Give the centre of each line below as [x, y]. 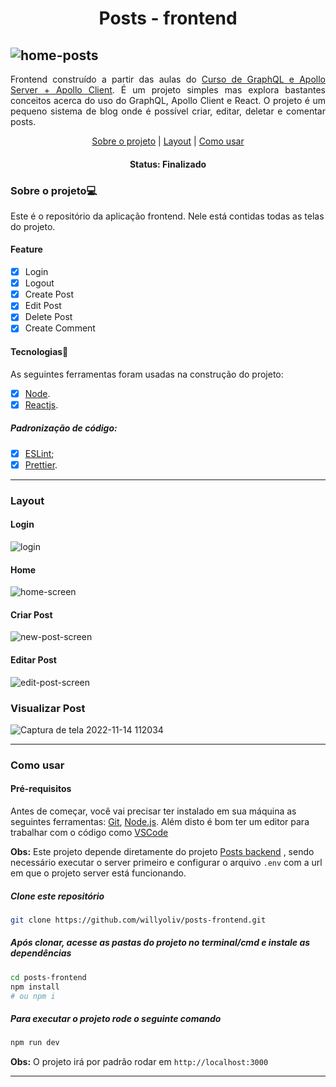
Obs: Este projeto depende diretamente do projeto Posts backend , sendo [162, 852]
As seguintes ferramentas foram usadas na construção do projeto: [147, 374]
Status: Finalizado [168, 164]
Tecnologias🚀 [39, 352]
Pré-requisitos [41, 789]
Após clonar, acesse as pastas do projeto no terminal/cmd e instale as [160, 943]
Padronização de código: [64, 428]
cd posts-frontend [48, 977]
